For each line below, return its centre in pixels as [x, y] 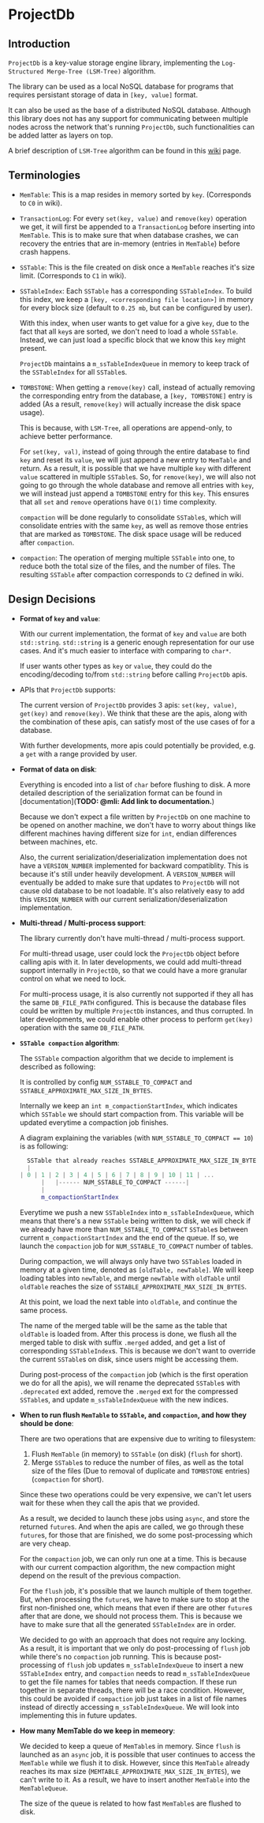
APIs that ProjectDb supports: [67, 689]
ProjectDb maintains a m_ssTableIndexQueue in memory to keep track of [134, 363]
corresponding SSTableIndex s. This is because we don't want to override [138, 1350]
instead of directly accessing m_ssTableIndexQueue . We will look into [129, 1707]
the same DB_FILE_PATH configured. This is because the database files [133, 1002]
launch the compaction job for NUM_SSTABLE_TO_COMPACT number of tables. [136, 1246]
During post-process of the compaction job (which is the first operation [134, 1374]
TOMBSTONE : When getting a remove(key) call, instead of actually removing [137, 387]
